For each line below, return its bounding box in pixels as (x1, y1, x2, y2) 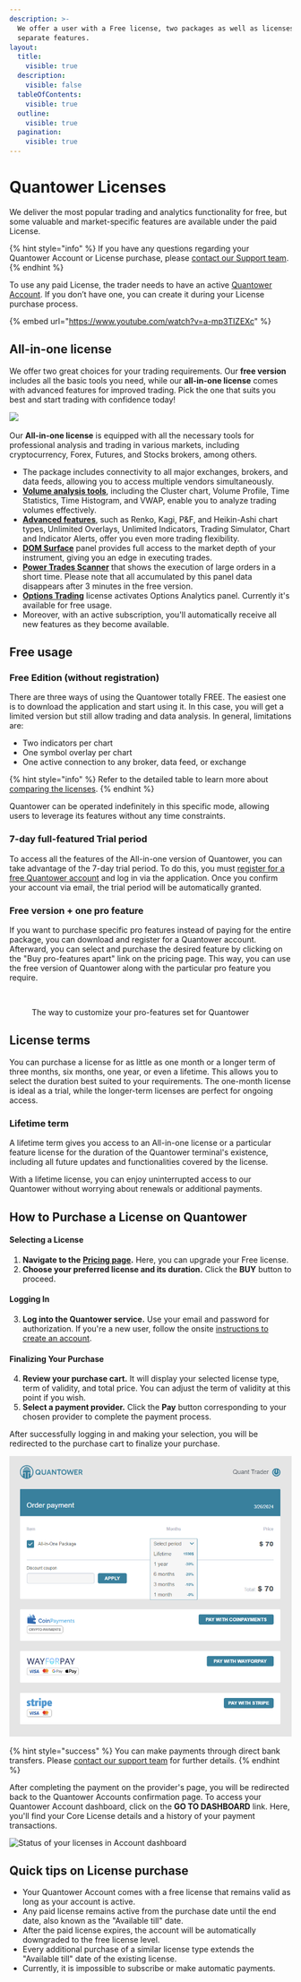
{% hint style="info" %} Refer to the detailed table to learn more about (9, 774, 269, 785)
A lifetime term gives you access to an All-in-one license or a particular (9, 1138, 271, 1149)
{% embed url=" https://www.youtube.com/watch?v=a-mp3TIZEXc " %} (9, 315, 271, 326)
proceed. (21, 1273, 56, 1284)
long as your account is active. (21, 1896, 136, 1908)
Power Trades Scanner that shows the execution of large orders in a (21, 561, 276, 573)
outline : (17, 108, 50, 118)
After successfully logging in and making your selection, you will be (9, 1429, 258, 1440)
